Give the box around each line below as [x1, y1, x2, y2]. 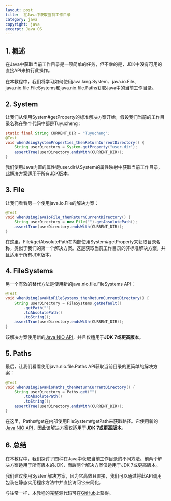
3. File [5, 186, 25, 194]
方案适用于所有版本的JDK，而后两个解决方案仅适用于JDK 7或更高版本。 [9, 462, 160, 468]
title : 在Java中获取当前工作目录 [5, 12, 71, 17]
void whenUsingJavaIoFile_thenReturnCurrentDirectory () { [5, 215, 131, 220]
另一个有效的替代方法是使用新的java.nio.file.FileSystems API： [5, 281, 136, 287]
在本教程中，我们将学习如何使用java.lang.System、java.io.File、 [5, 78, 139, 84]
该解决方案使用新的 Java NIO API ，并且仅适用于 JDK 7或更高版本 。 [5, 334, 144, 340]
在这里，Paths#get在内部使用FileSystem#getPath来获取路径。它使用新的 [5, 418, 158, 424]
